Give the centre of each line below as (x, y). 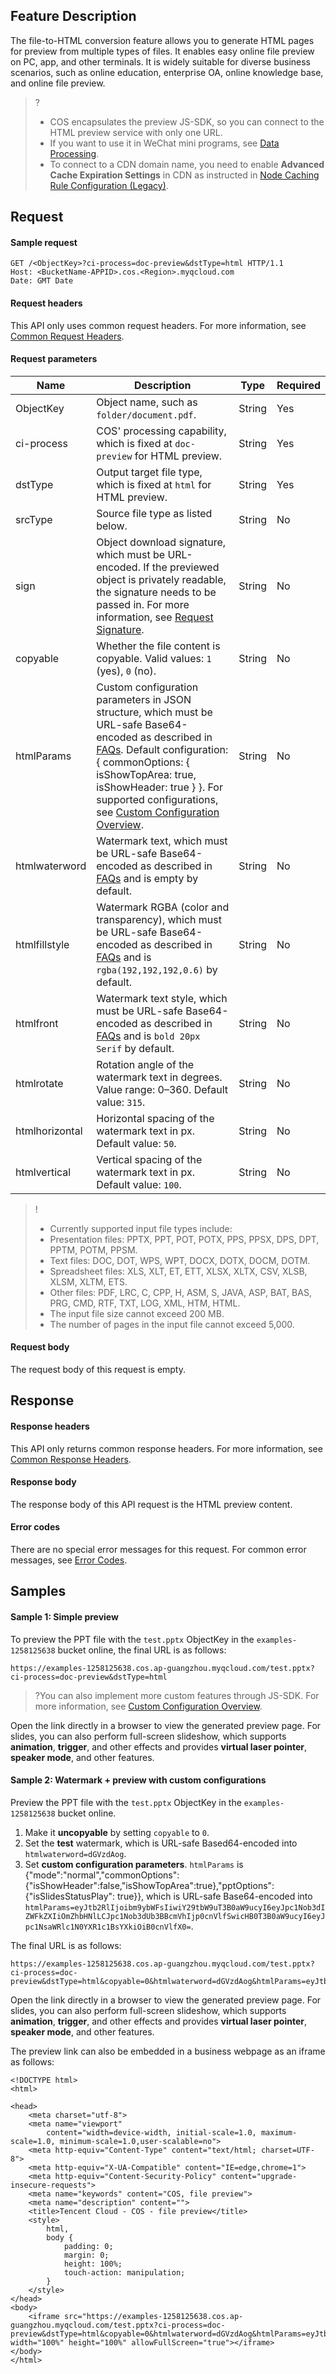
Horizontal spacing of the (155, 1118)
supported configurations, (157, 799)
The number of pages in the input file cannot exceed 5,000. (172, 1324)
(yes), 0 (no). (126, 671)
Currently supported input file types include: (141, 1228)
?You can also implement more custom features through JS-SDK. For (177, 1695)
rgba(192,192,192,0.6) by (157, 969)
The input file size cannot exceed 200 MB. (137, 1313)
